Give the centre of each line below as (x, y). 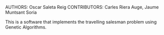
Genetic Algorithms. (26, 27)
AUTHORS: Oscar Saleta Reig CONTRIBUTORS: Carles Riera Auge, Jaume (82, 7)
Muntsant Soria (21, 12)
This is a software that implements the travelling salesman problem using (81, 22)
